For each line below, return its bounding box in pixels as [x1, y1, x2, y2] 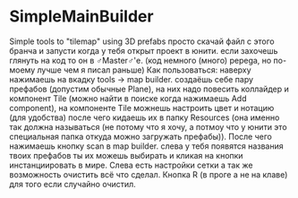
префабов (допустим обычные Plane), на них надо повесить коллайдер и [9, 83, 289, 94]
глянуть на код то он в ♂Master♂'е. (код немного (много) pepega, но [9, 55, 272, 65]
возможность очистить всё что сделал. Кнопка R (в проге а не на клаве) [9, 168, 288, 180]
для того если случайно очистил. [9, 178, 136, 189]
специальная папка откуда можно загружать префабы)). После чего [9, 131, 273, 142]
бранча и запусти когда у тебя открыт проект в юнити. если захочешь [9, 45, 278, 56]
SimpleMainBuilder [9, 6, 154, 27]
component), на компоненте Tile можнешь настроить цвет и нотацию [9, 102, 275, 113]
